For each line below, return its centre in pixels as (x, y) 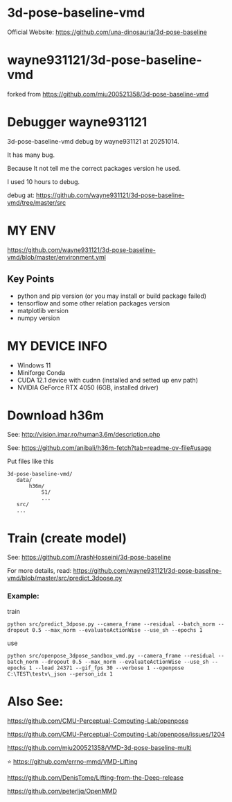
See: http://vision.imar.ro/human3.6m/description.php (84, 435)
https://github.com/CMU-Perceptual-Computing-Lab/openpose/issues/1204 (116, 734)
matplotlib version (43, 310)
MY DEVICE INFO (57, 346)
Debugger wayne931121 (77, 122)
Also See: (35, 701)
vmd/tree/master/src (37, 202)
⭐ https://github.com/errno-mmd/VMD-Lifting (72, 761)
